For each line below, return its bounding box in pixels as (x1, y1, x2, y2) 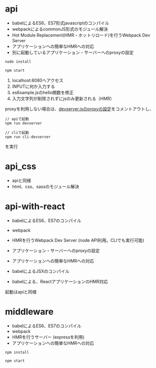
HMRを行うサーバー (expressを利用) (12, 334, 85, 340)
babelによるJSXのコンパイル (12, 268, 70, 274)
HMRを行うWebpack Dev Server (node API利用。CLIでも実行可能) (12, 237, 144, 243)
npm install (5, 350, 29, 355)
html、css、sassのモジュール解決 (12, 184, 79, 189)
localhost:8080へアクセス (12, 77, 63, 83)
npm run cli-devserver (5, 134, 51, 139)
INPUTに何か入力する (12, 84, 55, 89)
